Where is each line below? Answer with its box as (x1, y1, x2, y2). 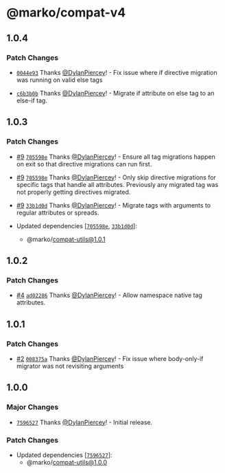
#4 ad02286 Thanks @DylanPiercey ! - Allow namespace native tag (16, 291, 203, 300)
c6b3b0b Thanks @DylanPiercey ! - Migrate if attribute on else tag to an (16, 89, 215, 97)
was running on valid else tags (16, 76, 103, 84)
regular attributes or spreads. (16, 208, 99, 217)
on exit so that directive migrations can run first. (16, 159, 152, 168)
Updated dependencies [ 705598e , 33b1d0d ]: (16, 221, 138, 230)
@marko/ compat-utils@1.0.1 (26, 235, 106, 243)
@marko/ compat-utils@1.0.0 (26, 458, 108, 466)
